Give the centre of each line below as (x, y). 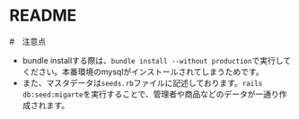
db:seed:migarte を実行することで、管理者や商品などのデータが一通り (151, 94)
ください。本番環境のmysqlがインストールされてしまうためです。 (143, 72)
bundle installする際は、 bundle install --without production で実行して (157, 60)
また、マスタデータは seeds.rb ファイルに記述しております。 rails (142, 82)
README (43, 16)
